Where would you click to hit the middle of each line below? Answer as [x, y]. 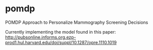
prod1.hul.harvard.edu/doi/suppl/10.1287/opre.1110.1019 [61, 42]
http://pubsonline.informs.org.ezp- [40, 37]
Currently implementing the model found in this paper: [61, 32]
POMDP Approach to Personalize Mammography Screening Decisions [77, 22]
